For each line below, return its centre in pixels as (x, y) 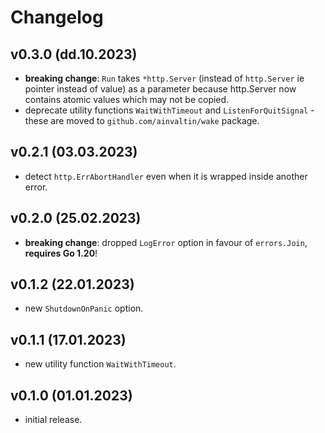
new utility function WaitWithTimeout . (100, 364)
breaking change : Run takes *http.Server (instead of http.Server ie (164, 78)
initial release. (53, 420)
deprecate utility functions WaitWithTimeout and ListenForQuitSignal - (169, 110)
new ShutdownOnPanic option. (84, 308)
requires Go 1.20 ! (61, 253)
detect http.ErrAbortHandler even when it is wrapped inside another (166, 176)
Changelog (57, 17)
